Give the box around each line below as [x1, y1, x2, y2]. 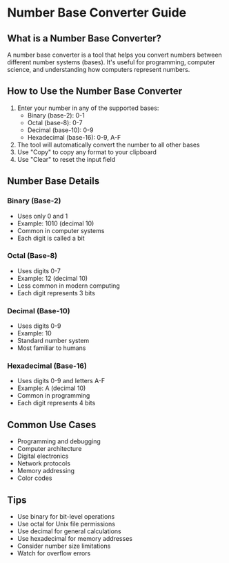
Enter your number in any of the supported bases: [17, 104, 159, 112]
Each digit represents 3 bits [17, 288, 95, 297]
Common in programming [17, 391, 90, 400]
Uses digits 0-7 [17, 266, 61, 275]
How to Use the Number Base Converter [7, 85, 183, 98]
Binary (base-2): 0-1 [27, 111, 85, 119]
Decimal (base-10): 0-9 [27, 126, 94, 134]
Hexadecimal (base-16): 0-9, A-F [27, 133, 121, 141]
